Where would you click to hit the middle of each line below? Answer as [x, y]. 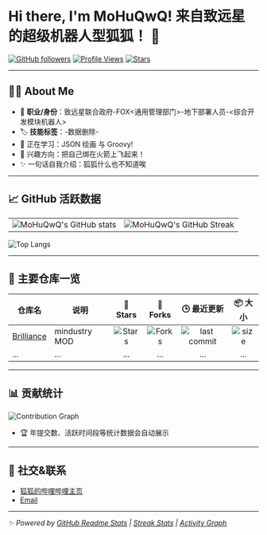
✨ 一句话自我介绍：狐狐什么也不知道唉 [83, 163]
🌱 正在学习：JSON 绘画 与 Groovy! [76, 144]
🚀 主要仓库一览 [44, 279]
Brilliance [30, 336]
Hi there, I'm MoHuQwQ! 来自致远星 [127, 16]
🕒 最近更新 [203, 309]
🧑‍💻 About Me [41, 91]
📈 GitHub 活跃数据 [55, 199]
